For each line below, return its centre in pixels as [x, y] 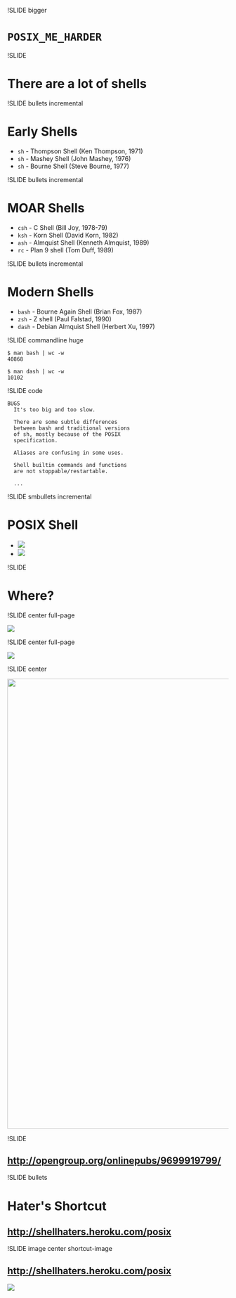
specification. [36, 440]
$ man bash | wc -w [36, 353]
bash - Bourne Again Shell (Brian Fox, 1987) [80, 311]
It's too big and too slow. [55, 410]
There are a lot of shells [77, 84]
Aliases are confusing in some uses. [69, 453]
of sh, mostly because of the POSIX [67, 434]
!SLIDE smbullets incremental [50, 496]
